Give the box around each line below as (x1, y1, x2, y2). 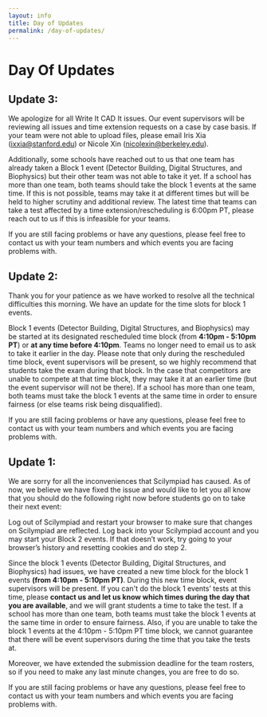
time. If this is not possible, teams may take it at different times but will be (8, 188, 249, 198)
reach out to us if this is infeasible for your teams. (8, 214, 171, 224)
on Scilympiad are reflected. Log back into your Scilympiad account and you (8, 526, 259, 535)
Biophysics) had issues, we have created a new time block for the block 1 (8, 567, 249, 576)
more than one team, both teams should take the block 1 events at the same (8, 180, 257, 190)
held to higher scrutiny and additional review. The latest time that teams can (8, 197, 257, 207)
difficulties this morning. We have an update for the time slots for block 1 (8, 299, 246, 309)
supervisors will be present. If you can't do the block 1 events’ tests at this (8, 584, 251, 593)
